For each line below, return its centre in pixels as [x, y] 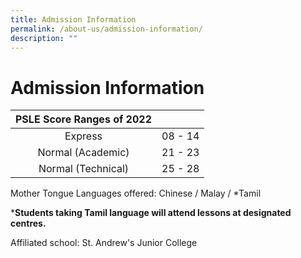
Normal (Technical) [84, 169]
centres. [28, 223]
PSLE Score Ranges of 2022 [83, 119]
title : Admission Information [73, 19]
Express [83, 136]
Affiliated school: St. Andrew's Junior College [104, 243]
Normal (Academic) [83, 153]
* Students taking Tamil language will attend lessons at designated [151, 213]
